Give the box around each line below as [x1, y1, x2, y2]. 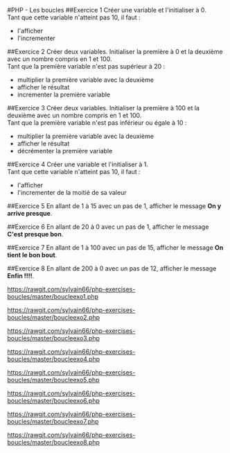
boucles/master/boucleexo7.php [7, 418, 99, 425]
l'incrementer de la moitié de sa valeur [17, 189, 127, 196]
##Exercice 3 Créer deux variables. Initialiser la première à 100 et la [7, 104, 200, 112]
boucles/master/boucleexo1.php [7, 293, 99, 300]
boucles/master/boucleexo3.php [7, 334, 100, 342]
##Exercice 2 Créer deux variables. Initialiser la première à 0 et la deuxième [7, 48, 223, 55]
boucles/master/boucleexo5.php [7, 376, 100, 384]
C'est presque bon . [7, 230, 64, 238]
